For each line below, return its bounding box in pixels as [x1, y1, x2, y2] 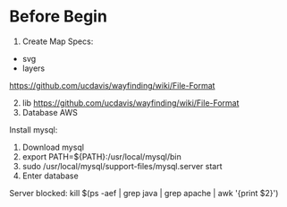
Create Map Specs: [21, 36, 94, 47]
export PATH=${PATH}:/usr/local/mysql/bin [21, 151, 181, 162]
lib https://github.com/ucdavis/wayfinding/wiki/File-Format [21, 97, 240, 108]
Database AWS [21, 107, 78, 117]
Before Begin [9, 6, 107, 27]
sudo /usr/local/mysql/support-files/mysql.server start [21, 160, 223, 171]
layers [21, 63, 46, 73]
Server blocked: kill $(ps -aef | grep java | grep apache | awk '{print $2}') [9, 187, 279, 198]
